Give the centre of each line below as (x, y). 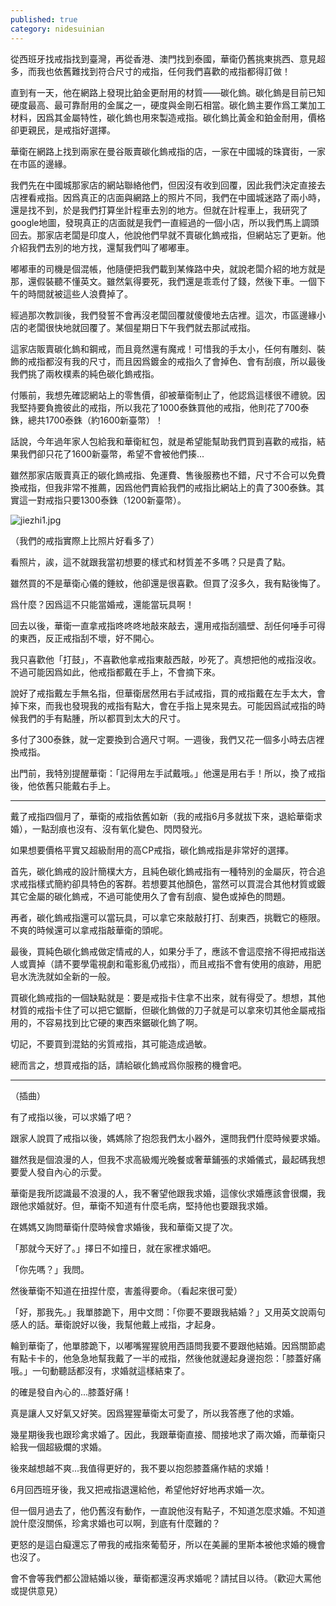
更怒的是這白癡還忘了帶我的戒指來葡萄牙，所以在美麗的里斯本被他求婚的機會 (168, 1544)
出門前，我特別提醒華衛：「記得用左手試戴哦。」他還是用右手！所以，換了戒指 (168, 773)
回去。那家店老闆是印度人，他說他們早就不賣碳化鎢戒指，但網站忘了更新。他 (168, 235)
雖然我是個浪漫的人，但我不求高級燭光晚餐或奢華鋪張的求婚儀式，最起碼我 (163, 1159)
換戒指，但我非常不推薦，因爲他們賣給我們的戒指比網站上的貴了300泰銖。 (163, 487)
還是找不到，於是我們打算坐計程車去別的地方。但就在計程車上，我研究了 (159, 210)
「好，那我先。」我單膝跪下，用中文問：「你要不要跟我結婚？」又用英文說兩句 (168, 1312)
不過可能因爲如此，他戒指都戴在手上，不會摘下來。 (115, 672)
